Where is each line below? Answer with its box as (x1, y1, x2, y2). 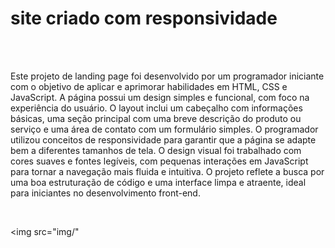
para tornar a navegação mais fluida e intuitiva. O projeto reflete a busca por (10, 165, 325, 177)
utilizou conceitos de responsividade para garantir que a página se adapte (10, 133, 317, 146)
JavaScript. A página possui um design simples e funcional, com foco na (10, 91, 310, 103)
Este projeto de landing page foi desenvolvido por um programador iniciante (10, 70, 325, 82)
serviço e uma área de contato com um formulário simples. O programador (10, 123, 319, 135)
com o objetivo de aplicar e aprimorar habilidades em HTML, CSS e (10, 80, 288, 92)
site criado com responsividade (10, 7, 278, 30)
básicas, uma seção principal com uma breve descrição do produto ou (10, 112, 302, 124)
